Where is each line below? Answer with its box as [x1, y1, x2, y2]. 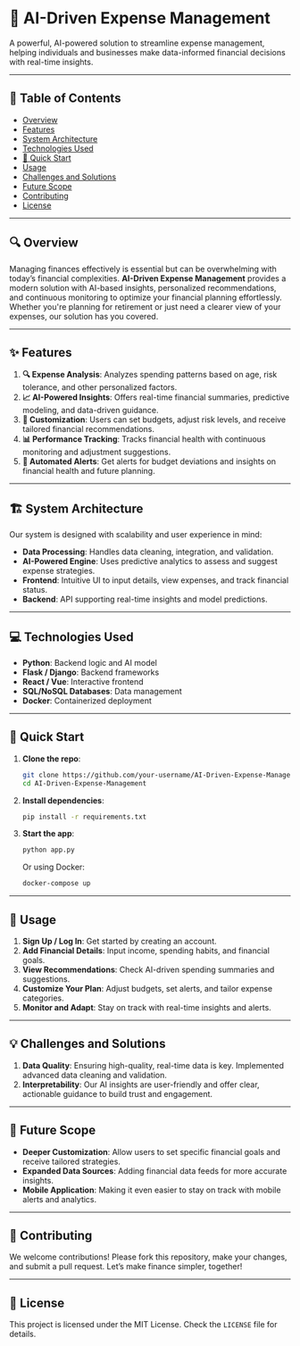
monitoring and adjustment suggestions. [21, 446, 171, 458]
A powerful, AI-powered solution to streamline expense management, [9, 37, 265, 48]
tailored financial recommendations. [21, 424, 154, 435]
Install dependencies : [21, 794, 104, 806]
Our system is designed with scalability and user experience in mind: [9, 529, 262, 540]
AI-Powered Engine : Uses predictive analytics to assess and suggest [21, 556, 279, 567]
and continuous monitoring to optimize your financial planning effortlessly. [9, 292, 283, 303]
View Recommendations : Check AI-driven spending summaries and [21, 964, 275, 975]
